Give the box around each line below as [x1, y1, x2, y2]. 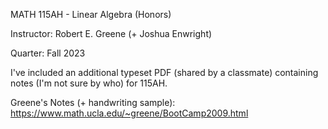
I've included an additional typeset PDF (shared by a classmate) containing [10, 67, 319, 78]
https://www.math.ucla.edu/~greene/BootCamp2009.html [10, 107, 249, 119]
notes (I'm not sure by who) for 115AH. [10, 77, 168, 89]
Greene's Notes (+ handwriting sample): [10, 97, 176, 108]
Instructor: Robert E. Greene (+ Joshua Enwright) [10, 28, 213, 39]
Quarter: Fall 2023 [10, 47, 86, 59]
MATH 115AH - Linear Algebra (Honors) [10, 9, 172, 20]
